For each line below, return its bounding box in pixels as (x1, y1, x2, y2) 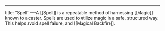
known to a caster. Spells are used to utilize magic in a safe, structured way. (5, 15, 159, 21)
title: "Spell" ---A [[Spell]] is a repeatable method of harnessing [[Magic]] (5, 10, 153, 15)
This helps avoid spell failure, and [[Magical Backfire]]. (5, 20, 115, 26)
